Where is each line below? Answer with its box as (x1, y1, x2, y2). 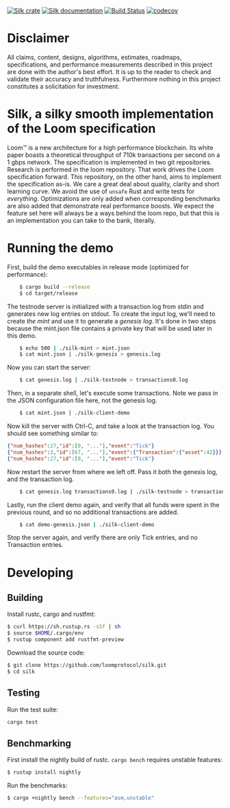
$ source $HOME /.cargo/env (7, 630, 84, 637)
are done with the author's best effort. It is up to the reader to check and (7, 67, 212, 75)
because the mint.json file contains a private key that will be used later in (7, 324, 212, 332)
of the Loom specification (7, 121, 156, 136)
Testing (7, 687, 40, 699)
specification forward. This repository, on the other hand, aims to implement (7, 172, 222, 181)
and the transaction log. (7, 475, 74, 483)
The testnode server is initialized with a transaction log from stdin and (7, 302, 204, 310)
